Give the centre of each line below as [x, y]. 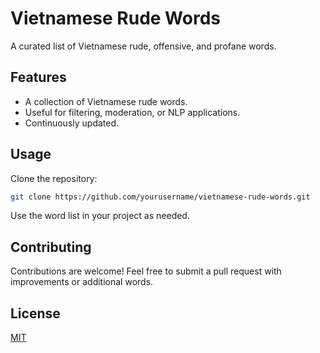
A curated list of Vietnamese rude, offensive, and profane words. [143, 46]
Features [38, 77]
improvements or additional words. [82, 282]
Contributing [51, 247]
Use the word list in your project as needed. [100, 216]
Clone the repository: [54, 178]
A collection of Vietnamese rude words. [106, 101]
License [35, 313]
